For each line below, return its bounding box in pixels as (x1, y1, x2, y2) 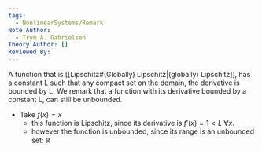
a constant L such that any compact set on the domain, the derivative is (8, 78, 240, 87)
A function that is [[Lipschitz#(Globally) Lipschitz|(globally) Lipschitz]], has (8, 70, 251, 79)
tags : (8, 11, 26, 20)
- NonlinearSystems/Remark (15, 19, 104, 27)
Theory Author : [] (8, 41, 68, 49)
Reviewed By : (8, 48, 51, 56)
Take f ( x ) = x (19, 110, 62, 119)
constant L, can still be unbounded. (8, 95, 123, 104)
